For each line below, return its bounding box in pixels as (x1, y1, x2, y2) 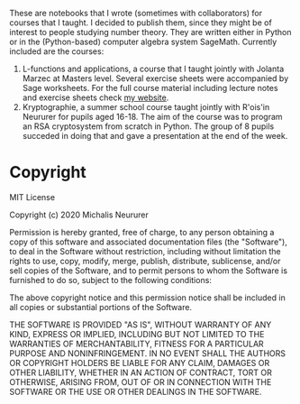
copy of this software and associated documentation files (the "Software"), (9, 236, 288, 247)
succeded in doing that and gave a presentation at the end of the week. (22, 131, 288, 141)
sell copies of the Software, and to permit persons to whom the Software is (9, 265, 288, 276)
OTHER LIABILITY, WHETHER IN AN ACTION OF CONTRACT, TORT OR (9, 367, 272, 378)
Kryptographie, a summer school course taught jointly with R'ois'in (22, 102, 270, 112)
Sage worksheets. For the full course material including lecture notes (22, 83, 278, 93)
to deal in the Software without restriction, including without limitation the (9, 245, 281, 256)
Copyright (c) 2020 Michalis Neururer (9, 209, 149, 220)
